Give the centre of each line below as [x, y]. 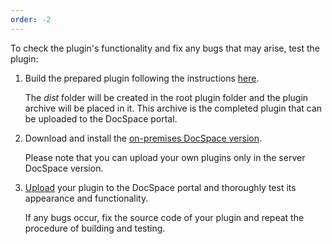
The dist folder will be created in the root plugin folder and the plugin [166, 97]
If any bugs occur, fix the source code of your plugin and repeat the [164, 217]
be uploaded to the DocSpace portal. [101, 118]
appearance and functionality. [86, 198]
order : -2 [31, 19]
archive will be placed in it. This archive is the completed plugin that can [173, 108]
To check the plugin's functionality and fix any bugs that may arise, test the [165, 48]
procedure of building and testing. [95, 228]
